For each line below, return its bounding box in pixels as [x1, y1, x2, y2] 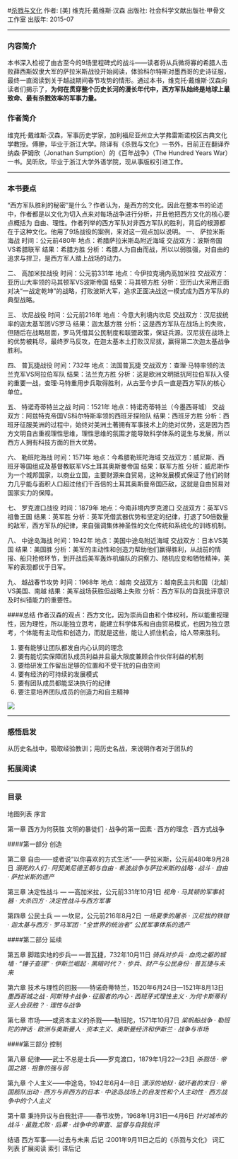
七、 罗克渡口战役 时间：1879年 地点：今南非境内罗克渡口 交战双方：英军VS [7, 503, 228, 512]
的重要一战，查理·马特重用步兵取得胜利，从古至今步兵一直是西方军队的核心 [7, 378, 226, 387]
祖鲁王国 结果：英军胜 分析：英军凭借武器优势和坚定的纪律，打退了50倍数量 [7, 512, 230, 520]
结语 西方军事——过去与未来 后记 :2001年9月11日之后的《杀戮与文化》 [7, 1135, 210, 1143]
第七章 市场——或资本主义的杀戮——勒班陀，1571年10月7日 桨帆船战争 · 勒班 [7, 1015, 230, 1024]
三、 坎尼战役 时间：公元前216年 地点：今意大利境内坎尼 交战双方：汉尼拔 [7, 310, 222, 319]
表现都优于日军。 [19, 562, 69, 571]
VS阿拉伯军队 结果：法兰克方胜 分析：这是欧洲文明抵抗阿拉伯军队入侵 [25, 370, 230, 378]
